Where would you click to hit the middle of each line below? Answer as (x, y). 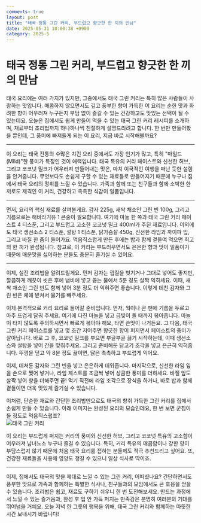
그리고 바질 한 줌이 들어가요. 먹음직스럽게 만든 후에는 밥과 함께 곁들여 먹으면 (95, 239)
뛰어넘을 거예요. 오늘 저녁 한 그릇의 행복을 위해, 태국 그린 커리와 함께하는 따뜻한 (99, 507)
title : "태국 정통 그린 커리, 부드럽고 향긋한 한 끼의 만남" (71, 23)
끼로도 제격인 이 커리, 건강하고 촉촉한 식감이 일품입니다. (71, 191)
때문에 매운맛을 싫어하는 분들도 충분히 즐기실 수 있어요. (70, 254)
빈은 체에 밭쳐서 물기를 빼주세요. (50, 295)
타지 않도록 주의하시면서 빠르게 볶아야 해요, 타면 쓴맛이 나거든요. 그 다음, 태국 (102, 323)
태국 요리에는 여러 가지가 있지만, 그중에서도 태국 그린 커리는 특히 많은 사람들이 (97, 98)
